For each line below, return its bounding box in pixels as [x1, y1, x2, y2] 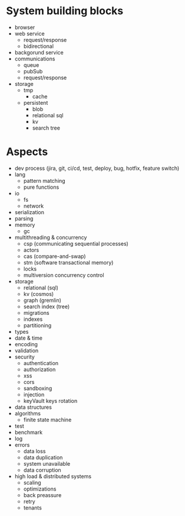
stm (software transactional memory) [23, 259, 114, 266]
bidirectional [23, 43, 54, 50]
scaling [23, 479, 41, 486]
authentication [23, 359, 59, 366]
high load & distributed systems [14, 472, 92, 480]
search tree [32, 124, 61, 131]
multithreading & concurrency [14, 234, 87, 241]
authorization [23, 366, 56, 373]
